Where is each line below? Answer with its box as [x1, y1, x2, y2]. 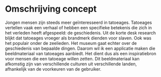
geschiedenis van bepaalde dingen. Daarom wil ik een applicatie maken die [5, 45, 156, 51]
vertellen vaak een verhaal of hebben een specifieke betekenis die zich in [5, 24, 152, 30]
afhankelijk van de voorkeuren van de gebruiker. [5, 66, 102, 72]
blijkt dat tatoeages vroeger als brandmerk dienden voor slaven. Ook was [5, 35, 152, 41]
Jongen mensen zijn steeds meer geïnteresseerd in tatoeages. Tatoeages [5, 19, 152, 25]
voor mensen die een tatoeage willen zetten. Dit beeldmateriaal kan [5, 56, 140, 61]
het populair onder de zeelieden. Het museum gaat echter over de [5, 40, 137, 46]
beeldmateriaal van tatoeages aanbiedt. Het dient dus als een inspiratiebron [5, 50, 157, 57]
